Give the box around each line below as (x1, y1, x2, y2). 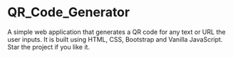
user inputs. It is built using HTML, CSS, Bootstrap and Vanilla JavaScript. (7, 35, 223, 43)
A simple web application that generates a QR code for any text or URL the (7, 28, 226, 36)
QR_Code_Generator (7, 4, 130, 21)
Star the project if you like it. (7, 42, 90, 51)
